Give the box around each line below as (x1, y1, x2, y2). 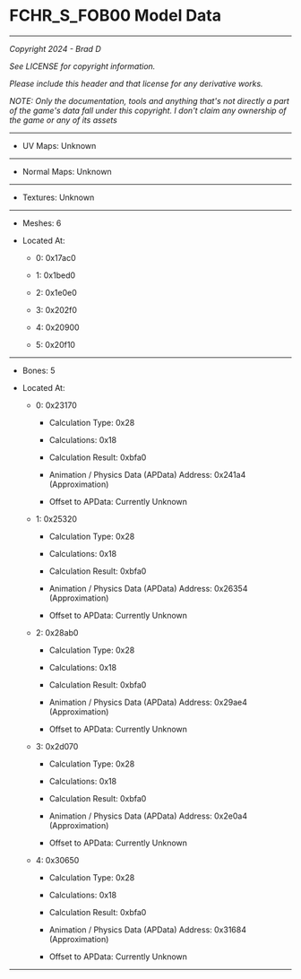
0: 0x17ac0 (35, 252, 76, 263)
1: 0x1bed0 (35, 270, 76, 281)
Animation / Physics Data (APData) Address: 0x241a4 (48, 469, 246, 480)
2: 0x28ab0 (35, 627, 79, 637)
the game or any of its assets (9, 114, 118, 126)
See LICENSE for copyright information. (9, 60, 156, 72)
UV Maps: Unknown (21, 140, 97, 151)
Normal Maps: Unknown (21, 166, 112, 177)
